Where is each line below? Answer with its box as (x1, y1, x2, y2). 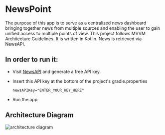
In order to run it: (5, 56, 58, 64)
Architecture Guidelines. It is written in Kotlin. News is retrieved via (5, 36, 142, 42)
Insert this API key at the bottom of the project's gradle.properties (12, 78, 148, 84)
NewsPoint (5, 3, 51, 15)
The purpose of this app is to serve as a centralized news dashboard (5, 20, 147, 26)
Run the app (12, 96, 38, 102)
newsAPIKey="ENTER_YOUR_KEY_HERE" (12, 88, 84, 93)
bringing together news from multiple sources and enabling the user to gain (5, 25, 161, 31)
